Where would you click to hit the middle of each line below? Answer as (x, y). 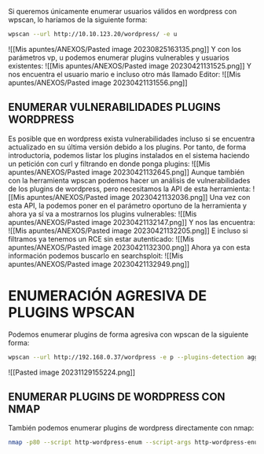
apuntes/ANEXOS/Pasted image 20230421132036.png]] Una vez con (138, 197)
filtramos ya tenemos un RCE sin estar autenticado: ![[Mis (101, 238)
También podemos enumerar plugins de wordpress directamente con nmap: (131, 428)
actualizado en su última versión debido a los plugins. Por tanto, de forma (127, 147)
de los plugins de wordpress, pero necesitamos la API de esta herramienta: (130, 189)
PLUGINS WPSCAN (71, 312)
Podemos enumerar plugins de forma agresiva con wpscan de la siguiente (128, 334)
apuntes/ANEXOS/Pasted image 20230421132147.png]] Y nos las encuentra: (132, 222)
